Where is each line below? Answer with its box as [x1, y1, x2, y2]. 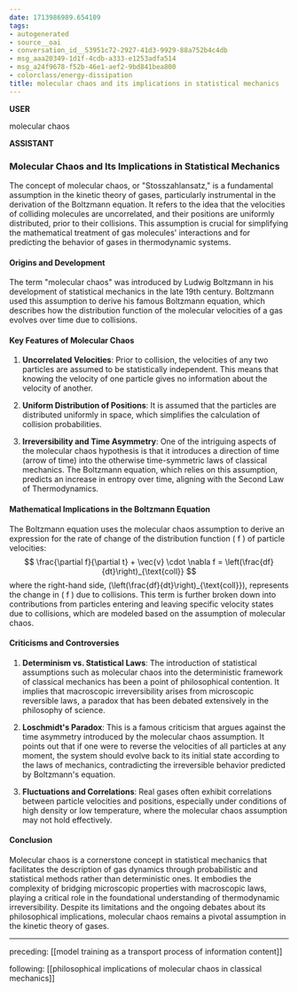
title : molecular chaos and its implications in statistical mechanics [9, 79, 279, 88]
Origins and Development [9, 257, 106, 267]
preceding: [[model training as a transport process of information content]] [9, 946, 283, 956]
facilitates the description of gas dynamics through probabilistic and [9, 863, 259, 875]
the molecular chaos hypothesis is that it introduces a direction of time [21, 446, 279, 456]
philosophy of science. [21, 704, 106, 715]
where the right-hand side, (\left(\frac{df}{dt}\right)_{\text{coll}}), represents [9, 579, 289, 591]
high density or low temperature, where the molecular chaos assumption [21, 805, 288, 815]
